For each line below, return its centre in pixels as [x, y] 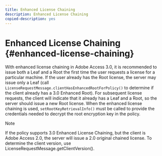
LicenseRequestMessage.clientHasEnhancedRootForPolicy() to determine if [79, 88]
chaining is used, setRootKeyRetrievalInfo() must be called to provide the [80, 109]
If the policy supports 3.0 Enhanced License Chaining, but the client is [75, 133]
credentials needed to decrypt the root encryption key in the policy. [73, 114]
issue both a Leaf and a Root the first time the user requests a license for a [80, 72]
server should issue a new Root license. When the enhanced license [74, 104]
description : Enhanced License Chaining [47, 14]
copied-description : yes [30, 19]
